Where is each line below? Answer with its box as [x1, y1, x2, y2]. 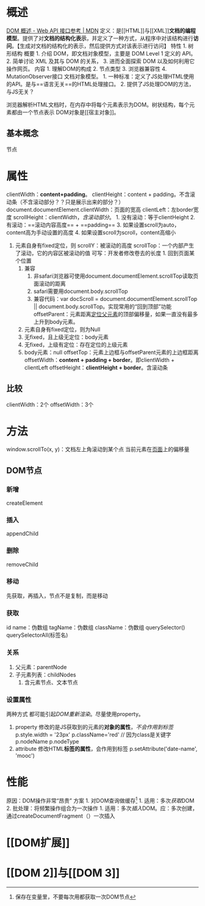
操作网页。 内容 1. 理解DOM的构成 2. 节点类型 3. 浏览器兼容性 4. [6, 65, 167, 72]
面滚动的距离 [33, 280, 66, 287]
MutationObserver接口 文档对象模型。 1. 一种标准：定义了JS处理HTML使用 [6, 73, 194, 80]
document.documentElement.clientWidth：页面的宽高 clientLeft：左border [6, 206, 193, 213]
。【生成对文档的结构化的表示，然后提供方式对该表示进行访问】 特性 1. [12, 42, 187, 49]
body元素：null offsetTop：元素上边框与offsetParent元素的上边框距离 [24, 349, 199, 356]
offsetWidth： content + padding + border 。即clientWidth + [24, 356, 175, 363]
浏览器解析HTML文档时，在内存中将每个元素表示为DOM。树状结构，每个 [6, 101, 190, 108]
